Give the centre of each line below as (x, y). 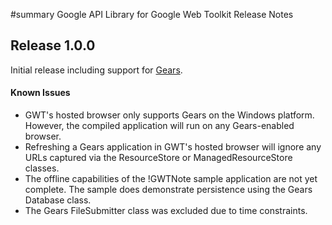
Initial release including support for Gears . (96, 70)
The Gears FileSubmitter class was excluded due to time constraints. (166, 211)
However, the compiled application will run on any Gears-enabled (159, 126)
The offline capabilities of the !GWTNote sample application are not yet (171, 179)
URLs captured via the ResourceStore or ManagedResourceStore (158, 158)
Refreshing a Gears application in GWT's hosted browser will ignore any (173, 147)
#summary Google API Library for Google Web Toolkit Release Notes (152, 14)
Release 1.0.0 (53, 45)
